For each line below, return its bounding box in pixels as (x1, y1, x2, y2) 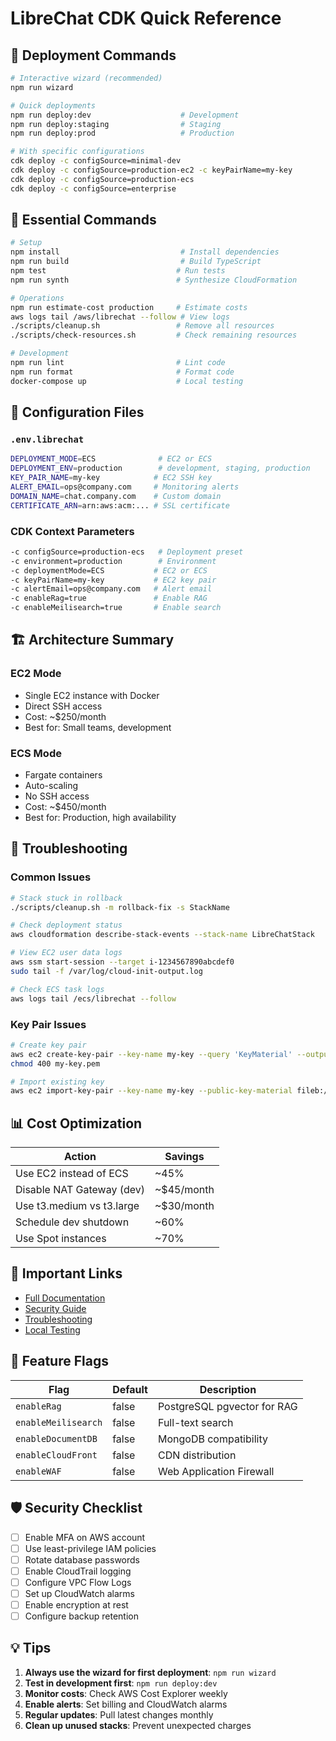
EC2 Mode (10, 667, 62, 681)
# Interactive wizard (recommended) (10, 73, 163, 83)
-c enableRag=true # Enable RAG (10, 593, 208, 604)
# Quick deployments (10, 100, 97, 111)
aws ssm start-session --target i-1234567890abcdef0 (10, 957, 235, 967)
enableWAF (15, 1465, 62, 1477)
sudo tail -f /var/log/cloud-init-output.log (10, 966, 203, 976)
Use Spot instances (15, 1232, 107, 1246)
